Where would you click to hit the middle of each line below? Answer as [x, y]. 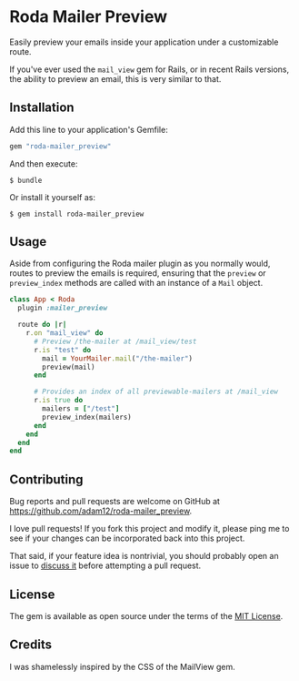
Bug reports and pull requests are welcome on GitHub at [115, 502]
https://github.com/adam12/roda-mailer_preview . [101, 511]
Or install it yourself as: [52, 197]
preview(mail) [69, 367]
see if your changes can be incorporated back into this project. [127, 538]
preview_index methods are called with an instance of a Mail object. [136, 283]
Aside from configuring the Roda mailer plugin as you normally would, [140, 264]
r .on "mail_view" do [65, 333]
